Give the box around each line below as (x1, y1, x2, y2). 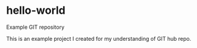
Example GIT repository (6, 23, 65, 31)
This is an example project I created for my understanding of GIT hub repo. (6, 35, 192, 42)
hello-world (6, 4, 66, 17)
